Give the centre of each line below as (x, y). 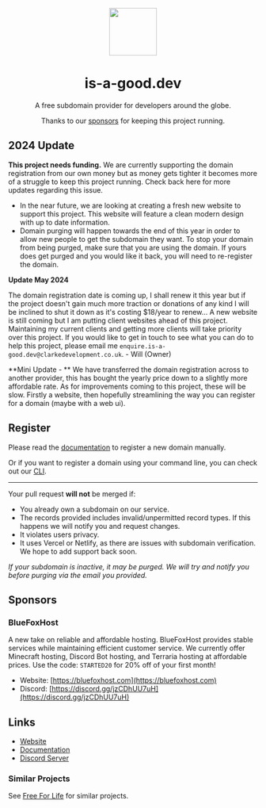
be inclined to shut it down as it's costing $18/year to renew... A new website (133, 312)
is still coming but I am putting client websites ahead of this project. (118, 320)
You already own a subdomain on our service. (95, 509)
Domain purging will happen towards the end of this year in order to (130, 231)
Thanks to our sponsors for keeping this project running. (133, 121)
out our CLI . (28, 471)
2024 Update (42, 146)
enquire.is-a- (143, 346)
